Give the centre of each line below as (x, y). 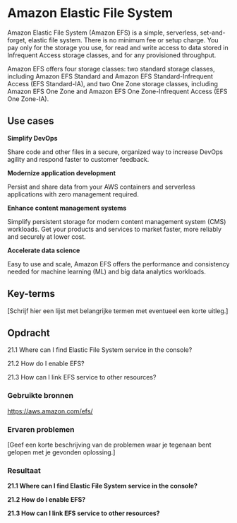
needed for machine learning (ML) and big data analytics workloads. (107, 271)
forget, (17, 40)
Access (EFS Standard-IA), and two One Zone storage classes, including (113, 83)
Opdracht (29, 333)
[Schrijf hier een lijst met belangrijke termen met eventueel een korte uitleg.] (118, 311)
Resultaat (24, 470)
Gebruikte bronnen (41, 396)
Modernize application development (62, 173)
